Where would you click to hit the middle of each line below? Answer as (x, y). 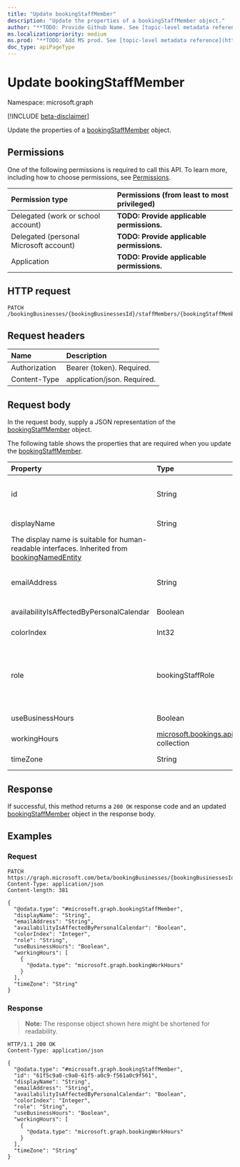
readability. (41, 1031)
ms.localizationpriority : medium (57, 34)
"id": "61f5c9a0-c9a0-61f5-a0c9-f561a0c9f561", (86, 1076)
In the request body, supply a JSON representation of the (92, 422)
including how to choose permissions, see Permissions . (89, 177)
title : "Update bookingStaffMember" (62, 14)
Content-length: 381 (38, 890)
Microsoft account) (43, 245)
